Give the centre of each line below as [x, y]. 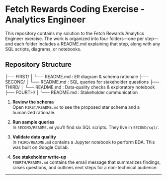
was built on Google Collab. [41, 147]
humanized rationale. [34, 112]
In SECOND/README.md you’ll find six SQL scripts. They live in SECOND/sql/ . [85, 127]
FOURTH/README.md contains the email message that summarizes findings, [86, 162]
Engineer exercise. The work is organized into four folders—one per [75, 39]
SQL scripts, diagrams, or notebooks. [43, 49]
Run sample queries [33, 122]
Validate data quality [34, 136]
